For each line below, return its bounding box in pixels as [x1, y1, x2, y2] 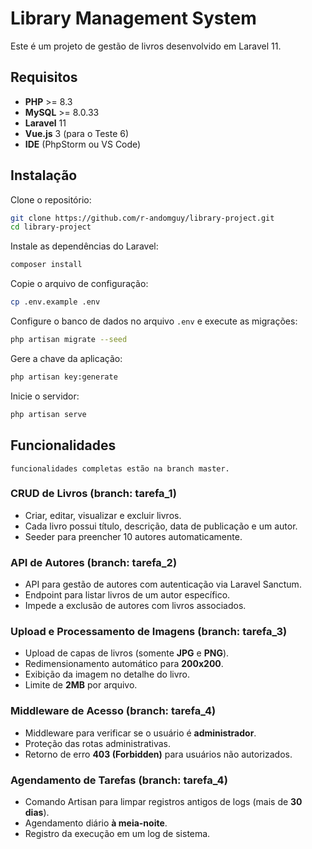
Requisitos [10, 69, 78, 86]
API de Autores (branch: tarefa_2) [10, 555, 178, 569]
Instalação [10, 167, 78, 184]
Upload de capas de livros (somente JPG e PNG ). [24, 647, 230, 659]
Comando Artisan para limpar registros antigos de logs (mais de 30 [24, 795, 303, 807]
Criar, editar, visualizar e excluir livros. [24, 509, 182, 521]
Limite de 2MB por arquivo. [24, 679, 138, 691]
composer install [10, 260, 83, 270]
